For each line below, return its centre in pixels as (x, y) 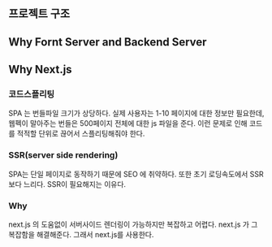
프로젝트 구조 (39, 14)
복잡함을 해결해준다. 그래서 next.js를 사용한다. (81, 235)
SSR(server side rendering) (63, 155)
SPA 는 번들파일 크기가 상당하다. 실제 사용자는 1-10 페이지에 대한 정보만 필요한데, (136, 113)
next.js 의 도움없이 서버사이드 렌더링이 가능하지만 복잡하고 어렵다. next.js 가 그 (133, 224)
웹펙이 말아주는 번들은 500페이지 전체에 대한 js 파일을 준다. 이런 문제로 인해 (128, 123)
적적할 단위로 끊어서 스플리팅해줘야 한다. (81, 134)
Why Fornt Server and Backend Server (108, 42)
